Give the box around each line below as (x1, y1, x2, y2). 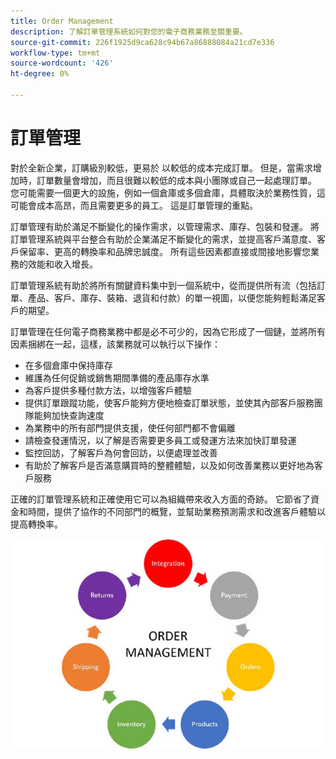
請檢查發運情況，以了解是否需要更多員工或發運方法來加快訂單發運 (24, 434, 297, 446)
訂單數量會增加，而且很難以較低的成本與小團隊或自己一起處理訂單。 (36, 174, 317, 186)
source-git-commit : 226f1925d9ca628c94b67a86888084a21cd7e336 (10, 37, 275, 47)
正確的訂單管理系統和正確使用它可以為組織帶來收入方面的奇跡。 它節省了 (10, 493, 311, 505)
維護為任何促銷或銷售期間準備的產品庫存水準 (24, 371, 210, 384)
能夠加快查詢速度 (33, 409, 105, 421)
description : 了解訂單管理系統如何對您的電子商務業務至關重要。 (10, 26, 248, 37)
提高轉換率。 (10, 518, 63, 530)
